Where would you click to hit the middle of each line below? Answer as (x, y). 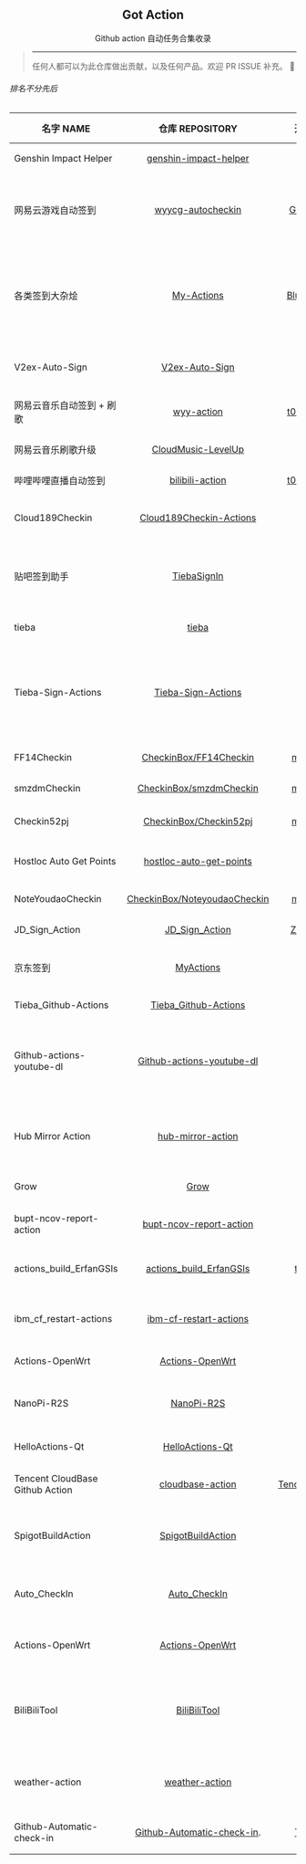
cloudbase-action (198, 1484)
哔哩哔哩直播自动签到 (60, 481)
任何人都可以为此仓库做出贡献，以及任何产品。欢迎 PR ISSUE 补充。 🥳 (163, 66)
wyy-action (198, 412)
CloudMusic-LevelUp (198, 449)
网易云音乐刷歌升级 (56, 450)
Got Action (153, 15)
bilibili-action (198, 480)
